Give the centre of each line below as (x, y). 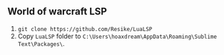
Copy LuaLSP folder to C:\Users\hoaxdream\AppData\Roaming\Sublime (117, 36)
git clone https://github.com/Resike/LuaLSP (85, 29)
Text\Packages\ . (41, 43)
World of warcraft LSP (57, 12)
